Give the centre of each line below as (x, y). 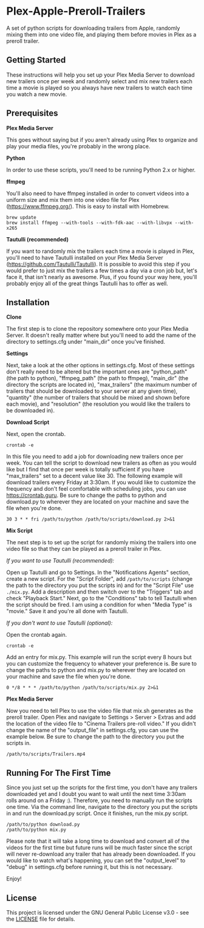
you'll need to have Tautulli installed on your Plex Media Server (85, 257)
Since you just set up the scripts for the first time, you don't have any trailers (102, 788)
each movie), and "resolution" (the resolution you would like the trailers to (98, 404)
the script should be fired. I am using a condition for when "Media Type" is (99, 605)
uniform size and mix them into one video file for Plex (73, 199)
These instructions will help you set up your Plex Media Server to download (101, 75)
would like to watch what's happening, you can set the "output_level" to (96, 860)
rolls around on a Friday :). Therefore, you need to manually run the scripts (99, 800)
